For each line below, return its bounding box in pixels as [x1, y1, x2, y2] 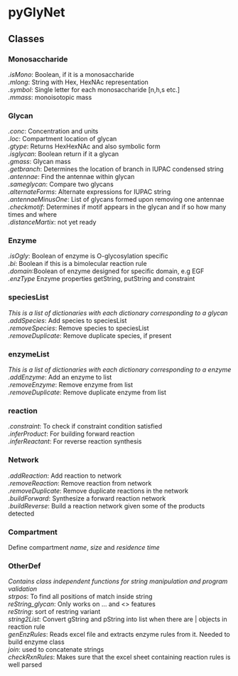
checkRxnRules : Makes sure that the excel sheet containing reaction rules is [8, 653, 231, 662]
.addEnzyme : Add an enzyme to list [8, 373, 112, 381]
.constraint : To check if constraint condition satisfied [8, 422, 163, 431]
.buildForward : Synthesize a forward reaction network [8, 493, 166, 503]
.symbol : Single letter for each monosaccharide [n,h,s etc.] [8, 85, 180, 93]
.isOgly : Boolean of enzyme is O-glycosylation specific [8, 252, 169, 260]
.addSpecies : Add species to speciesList [8, 316, 127, 324]
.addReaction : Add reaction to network [8, 471, 122, 480]
